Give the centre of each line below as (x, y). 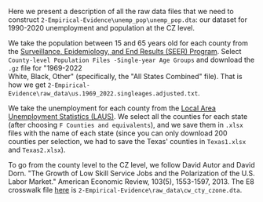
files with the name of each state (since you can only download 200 (118, 133)
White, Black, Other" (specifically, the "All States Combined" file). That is (125, 76)
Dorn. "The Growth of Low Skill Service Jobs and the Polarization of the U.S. (131, 173)
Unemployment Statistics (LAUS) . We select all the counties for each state (128, 116)
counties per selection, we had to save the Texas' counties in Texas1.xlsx (127, 141)
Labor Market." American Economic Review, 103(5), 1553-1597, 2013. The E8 (131, 182)
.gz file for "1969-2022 (45, 68)
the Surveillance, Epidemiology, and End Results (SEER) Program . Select (125, 51)
